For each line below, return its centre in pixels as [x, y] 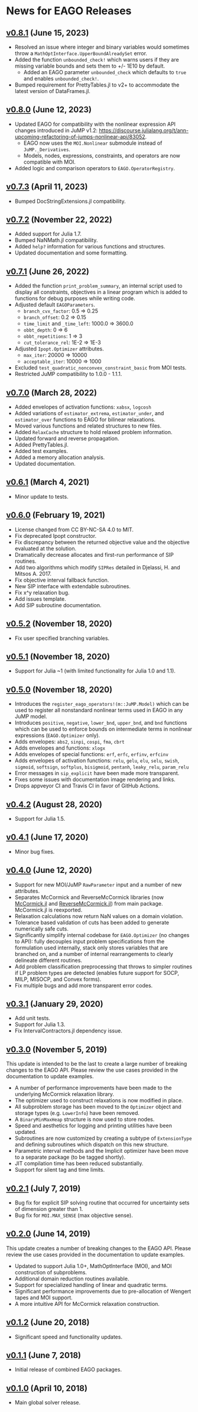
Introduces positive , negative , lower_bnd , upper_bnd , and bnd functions [101, 723]
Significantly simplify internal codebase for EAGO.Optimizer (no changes [102, 935]
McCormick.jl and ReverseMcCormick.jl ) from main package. [89, 903]
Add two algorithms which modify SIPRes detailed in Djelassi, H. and [97, 567]
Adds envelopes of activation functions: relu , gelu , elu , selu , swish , [97, 761]
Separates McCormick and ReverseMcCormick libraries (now [89, 897]
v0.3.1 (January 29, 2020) [55, 1004]
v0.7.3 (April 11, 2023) [47, 187]
